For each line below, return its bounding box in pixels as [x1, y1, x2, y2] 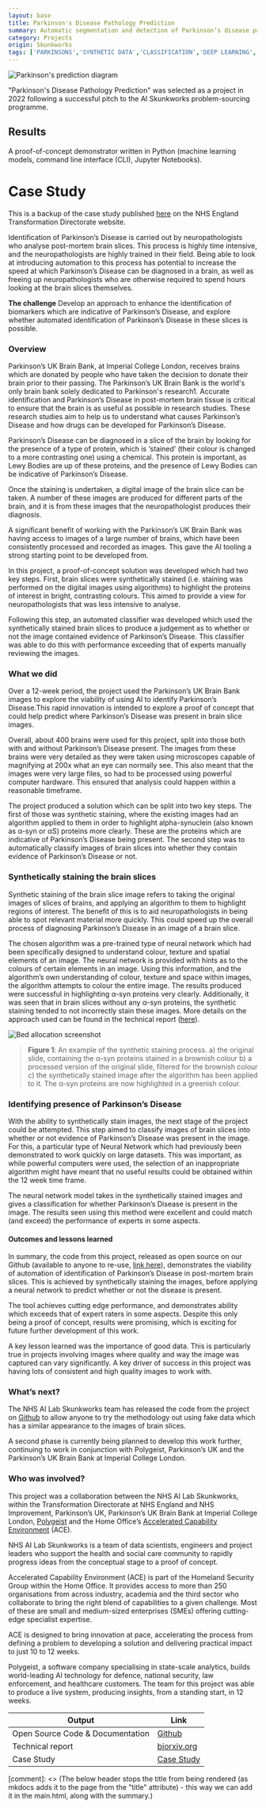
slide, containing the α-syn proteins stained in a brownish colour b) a [27, 1053, 252, 1062]
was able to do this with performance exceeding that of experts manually [8, 640, 247, 650]
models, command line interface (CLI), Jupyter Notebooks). [8, 154, 203, 164]
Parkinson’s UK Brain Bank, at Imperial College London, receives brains [8, 361, 240, 371]
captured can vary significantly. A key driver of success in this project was [8, 1358, 252, 1367]
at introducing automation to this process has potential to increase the [8, 257, 237, 267]
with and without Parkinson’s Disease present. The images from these [8, 744, 236, 753]
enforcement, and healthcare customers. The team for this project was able [8, 1679, 255, 1688]
